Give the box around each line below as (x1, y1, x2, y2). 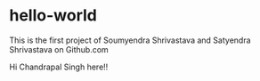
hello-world (9, 5, 98, 26)
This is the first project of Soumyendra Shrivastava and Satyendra (9, 35, 251, 45)
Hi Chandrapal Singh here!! (9, 61, 109, 72)
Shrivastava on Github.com (9, 44, 109, 54)
